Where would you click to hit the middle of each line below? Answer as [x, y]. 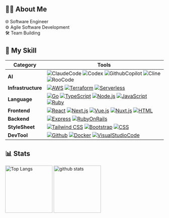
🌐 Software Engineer [27, 21]
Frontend [19, 111]
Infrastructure [25, 88]
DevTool [18, 135]
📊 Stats [18, 154]
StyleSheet [21, 127]
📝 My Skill [21, 51]
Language [20, 99]
